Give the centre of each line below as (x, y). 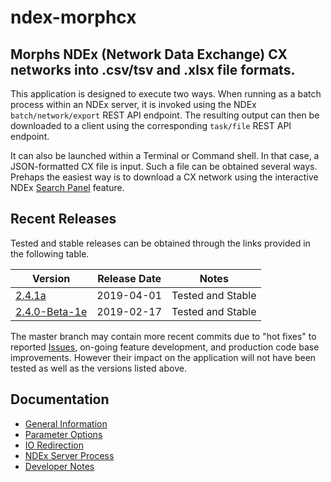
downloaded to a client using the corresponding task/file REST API (151, 125)
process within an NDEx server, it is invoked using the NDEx (133, 104)
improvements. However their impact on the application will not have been (163, 357)
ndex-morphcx (73, 17)
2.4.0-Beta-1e (51, 311)
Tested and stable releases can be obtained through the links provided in (160, 243)
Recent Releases (63, 219)
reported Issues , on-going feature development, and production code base (165, 347)
